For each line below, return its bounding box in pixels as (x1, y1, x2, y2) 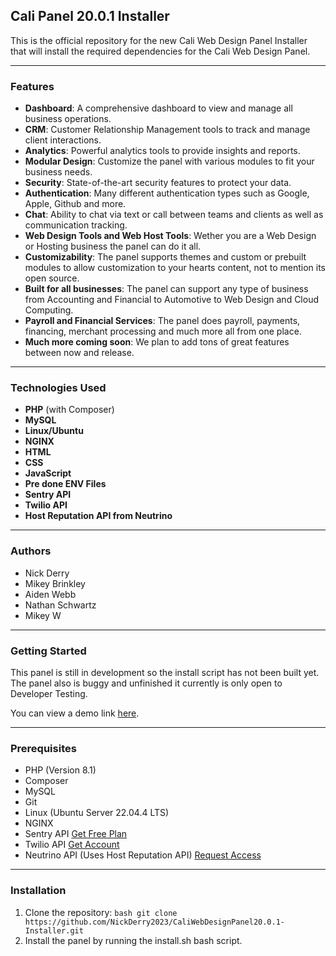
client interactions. (24, 134, 102, 146)
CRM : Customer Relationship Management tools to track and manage (24, 124, 311, 136)
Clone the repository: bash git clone (24, 906, 178, 918)
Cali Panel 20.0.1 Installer (10, 8, 170, 25)
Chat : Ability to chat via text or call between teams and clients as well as (24, 209, 324, 221)
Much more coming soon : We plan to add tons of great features (24, 336, 290, 348)
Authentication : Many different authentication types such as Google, (24, 187, 310, 199)
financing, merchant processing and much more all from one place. (24, 325, 302, 338)
